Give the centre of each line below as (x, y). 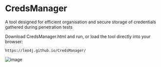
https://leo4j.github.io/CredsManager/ (46, 50)
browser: (14, 41)
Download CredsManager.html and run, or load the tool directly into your (78, 36)
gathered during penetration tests (39, 27)
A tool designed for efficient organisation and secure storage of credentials (80, 22)
